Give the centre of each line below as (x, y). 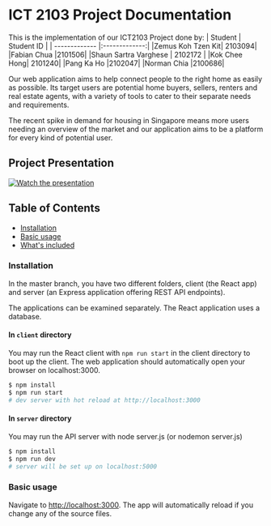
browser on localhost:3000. (55, 370)
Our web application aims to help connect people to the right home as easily (135, 79)
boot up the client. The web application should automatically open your (127, 361)
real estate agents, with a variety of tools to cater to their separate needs (130, 96)
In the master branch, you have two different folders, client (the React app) (133, 283)
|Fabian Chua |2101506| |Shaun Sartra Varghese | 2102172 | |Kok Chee (125, 54)
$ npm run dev (32, 459)
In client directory (40, 335)
